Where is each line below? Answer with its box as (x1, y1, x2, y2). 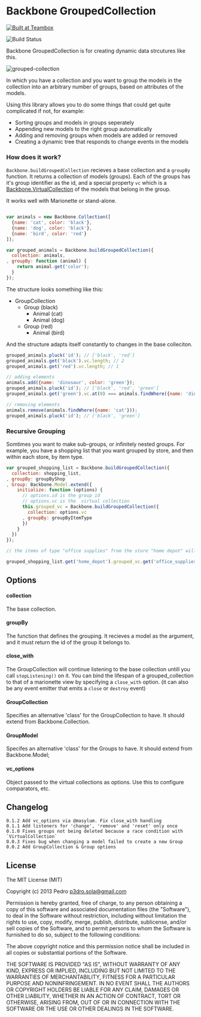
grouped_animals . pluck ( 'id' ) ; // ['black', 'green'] (6, 413, 141, 419)
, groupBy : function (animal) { (6, 258, 87, 264)
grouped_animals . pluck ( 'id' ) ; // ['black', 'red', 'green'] (6, 385, 160, 391)
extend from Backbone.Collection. (6, 718, 90, 725)
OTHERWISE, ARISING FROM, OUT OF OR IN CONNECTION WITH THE (6, 999, 181, 1006)
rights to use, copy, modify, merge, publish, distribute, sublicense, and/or (6, 918, 187, 925)
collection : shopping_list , (11, 470, 82, 476)
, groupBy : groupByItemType (22, 514, 93, 521)
